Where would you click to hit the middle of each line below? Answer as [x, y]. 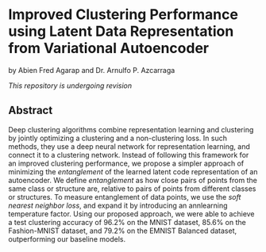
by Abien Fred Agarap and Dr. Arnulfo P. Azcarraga [92, 70]
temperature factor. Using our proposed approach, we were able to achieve [132, 214]
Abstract [31, 111]
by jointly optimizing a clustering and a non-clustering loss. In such [118, 138]
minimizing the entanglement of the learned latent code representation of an [133, 171]
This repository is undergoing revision [70, 86]
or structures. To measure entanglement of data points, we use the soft [125, 197]
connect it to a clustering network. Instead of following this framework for [129, 155]
